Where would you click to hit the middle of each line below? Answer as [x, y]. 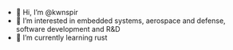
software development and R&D [68, 29]
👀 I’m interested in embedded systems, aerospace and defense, [120, 21]
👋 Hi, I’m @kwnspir [47, 12]
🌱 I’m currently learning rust [61, 37]
